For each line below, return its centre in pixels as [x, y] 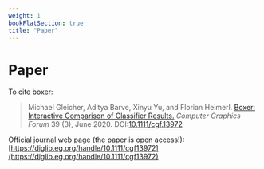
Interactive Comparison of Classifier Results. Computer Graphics [134, 116]
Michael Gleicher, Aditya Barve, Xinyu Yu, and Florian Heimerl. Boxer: [142, 108]
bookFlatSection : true [46, 23]
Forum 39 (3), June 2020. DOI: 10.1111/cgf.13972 [105, 124]
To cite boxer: [31, 92]
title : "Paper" [33, 30]
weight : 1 [25, 16]
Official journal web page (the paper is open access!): [97, 140]
